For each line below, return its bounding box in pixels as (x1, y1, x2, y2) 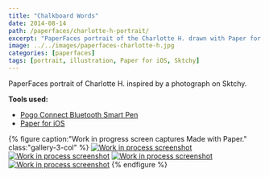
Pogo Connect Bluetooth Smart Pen (19, 109, 139, 119)
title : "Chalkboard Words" (8, 11, 99, 20)
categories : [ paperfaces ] (8, 49, 95, 57)
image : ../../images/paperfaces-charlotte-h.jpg (8, 42, 175, 50)
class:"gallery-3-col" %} (8, 142, 89, 152)
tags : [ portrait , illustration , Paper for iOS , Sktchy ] (8, 57, 200, 65)
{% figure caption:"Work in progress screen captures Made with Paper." (8, 134, 247, 143)
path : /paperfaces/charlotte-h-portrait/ (8, 27, 150, 35)
